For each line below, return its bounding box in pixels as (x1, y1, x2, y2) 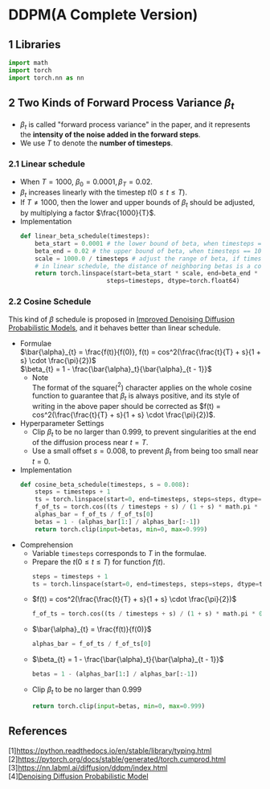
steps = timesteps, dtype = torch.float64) (106, 277, 240, 285)
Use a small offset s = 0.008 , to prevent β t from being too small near (31, 446, 259, 457)
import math (8, 59, 48, 67)
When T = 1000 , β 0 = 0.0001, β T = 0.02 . (19, 177, 153, 188)
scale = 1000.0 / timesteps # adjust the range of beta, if (35, 255, 240, 263)
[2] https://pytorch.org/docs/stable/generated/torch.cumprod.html (8, 754, 227, 764)
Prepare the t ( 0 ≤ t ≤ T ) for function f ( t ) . (31, 557, 166, 566)
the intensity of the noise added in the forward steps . (19, 130, 201, 140)
